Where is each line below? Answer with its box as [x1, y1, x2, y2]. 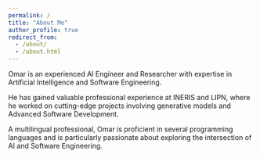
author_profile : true [8, 26, 79, 34]
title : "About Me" [8, 19, 68, 27]
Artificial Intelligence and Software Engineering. [8, 77, 162, 87]
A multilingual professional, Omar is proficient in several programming [8, 124, 233, 134]
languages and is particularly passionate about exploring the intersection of [8, 133, 252, 142]
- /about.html [15, 48, 61, 56]
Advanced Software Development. [8, 110, 119, 118]
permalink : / [8, 11, 51, 20]
